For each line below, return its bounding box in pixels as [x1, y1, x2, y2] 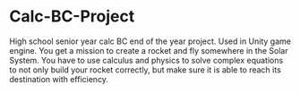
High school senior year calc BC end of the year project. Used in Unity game [9, 36, 291, 46]
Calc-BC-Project [9, 6, 135, 27]
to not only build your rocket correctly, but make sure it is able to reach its [9, 64, 282, 75]
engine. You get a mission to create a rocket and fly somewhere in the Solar [9, 45, 288, 55]
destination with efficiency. [9, 73, 109, 84]
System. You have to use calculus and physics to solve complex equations [9, 55, 284, 65]
